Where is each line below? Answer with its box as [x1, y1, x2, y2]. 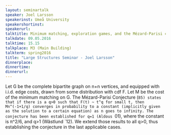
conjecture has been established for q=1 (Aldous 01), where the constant [5, 113, 164, 119]
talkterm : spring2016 [5, 50, 51, 55]
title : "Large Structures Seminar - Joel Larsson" [5, 55, 115, 60]
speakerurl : [5, 27, 31, 32]
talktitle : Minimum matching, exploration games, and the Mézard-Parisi [5, 31, 163, 36]
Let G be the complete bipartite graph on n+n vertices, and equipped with [5, 83, 160, 89]
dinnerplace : [5, 60, 33, 65]
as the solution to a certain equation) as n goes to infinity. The [5, 108, 154, 114]
